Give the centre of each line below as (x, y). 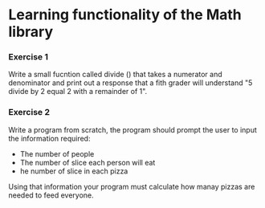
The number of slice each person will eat (88, 162)
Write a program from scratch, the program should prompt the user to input (132, 129)
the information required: (49, 138)
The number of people (57, 153)
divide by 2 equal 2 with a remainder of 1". (78, 92)
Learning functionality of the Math (125, 15)
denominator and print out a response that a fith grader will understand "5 (130, 83)
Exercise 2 (29, 112)
